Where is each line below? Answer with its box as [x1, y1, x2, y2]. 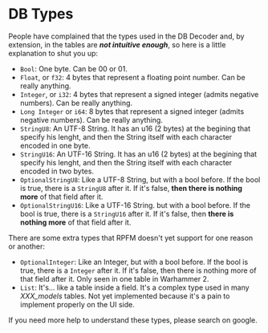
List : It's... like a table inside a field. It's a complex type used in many [19, 282, 250, 292]
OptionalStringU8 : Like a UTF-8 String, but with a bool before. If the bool [19, 174, 261, 185]
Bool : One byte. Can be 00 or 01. [19, 63, 128, 73]
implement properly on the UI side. [19, 299, 135, 309]
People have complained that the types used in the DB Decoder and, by [8, 31, 245, 41]
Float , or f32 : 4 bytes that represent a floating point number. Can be [19, 72, 246, 82]
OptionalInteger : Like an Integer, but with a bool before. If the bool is [19, 257, 249, 266]
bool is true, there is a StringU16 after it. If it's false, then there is [19, 209, 234, 218]
